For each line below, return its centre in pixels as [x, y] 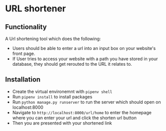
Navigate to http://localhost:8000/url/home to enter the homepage [82, 112]
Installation [23, 80]
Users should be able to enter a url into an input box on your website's [84, 48]
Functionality [26, 27]
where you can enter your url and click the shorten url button [75, 118]
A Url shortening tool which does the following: [53, 39]
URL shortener [35, 9]
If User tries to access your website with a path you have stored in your [85, 59]
